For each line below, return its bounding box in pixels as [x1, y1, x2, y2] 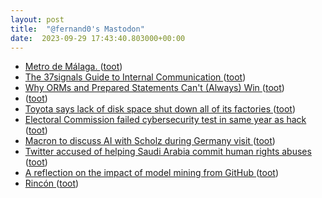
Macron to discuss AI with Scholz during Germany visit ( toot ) [24, 135, 276, 147]
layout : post [10, 14, 65, 25]
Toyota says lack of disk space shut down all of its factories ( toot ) [24, 103, 297, 115]
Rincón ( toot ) [24, 177, 80, 190]
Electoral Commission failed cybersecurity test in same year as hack [24, 114, 307, 126]
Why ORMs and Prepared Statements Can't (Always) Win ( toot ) [24, 82, 285, 94]
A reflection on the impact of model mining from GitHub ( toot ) [24, 167, 280, 179]
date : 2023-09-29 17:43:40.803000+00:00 [10, 33, 186, 43]
